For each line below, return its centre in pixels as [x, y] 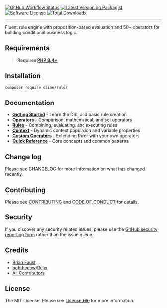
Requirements [27, 48]
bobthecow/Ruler [30, 267]
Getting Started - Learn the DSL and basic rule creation [69, 115]
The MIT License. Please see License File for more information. [70, 301]
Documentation [30, 103]
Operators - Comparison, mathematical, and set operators [72, 120]
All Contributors [28, 273]
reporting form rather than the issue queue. [49, 234]
